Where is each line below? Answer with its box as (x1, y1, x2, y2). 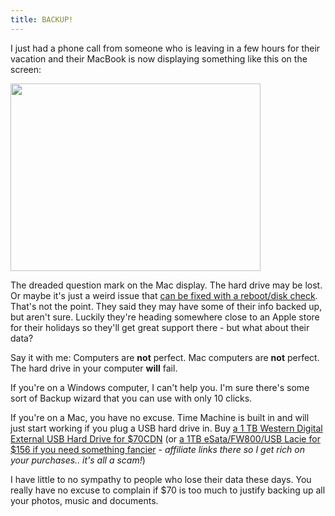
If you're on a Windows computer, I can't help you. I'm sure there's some (10, 381, 310, 393)
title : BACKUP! (10, 14, 74, 25)
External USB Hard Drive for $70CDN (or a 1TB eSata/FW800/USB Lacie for (10, 432, 321, 445)
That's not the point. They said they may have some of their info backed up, (10, 300, 323, 312)
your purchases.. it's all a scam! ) (10, 454, 146, 466)
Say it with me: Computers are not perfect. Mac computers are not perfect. (10, 351, 320, 363)
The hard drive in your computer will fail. (10, 362, 178, 374)
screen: (10, 63, 42, 75)
